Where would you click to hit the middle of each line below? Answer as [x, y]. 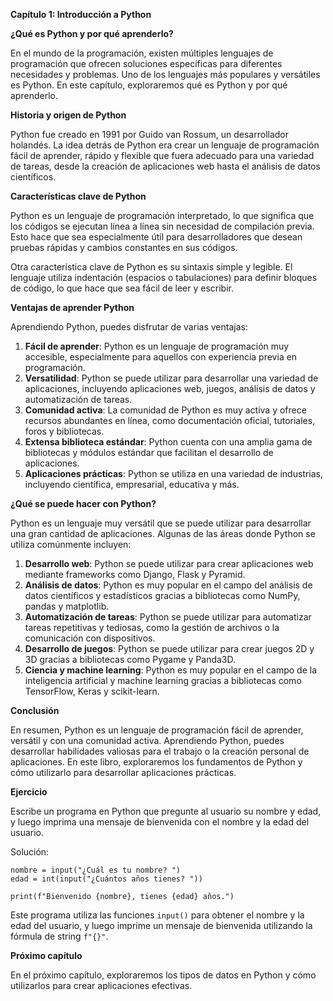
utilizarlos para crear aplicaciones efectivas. [101, 985]
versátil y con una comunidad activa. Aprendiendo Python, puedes [147, 740]
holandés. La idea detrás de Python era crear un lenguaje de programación [165, 145]
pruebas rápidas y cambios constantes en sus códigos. [124, 247]
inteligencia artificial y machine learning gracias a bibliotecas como [163, 680]
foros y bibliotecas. [64, 431]
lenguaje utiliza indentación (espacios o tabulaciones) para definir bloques [164, 277]
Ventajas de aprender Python [72, 307]
